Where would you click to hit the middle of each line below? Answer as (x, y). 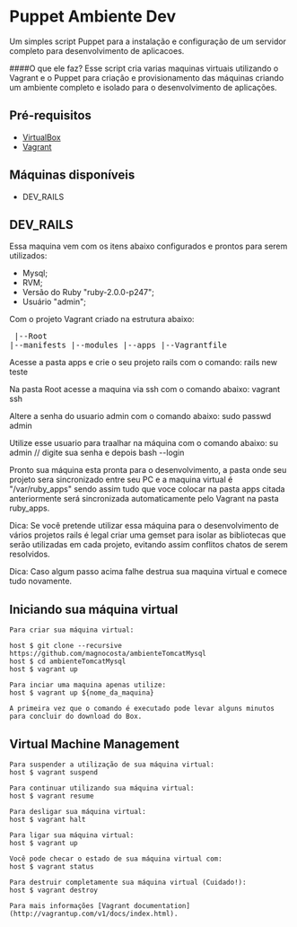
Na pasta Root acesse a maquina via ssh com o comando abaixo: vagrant (145, 389)
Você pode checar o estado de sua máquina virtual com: (116, 859)
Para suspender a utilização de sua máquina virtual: (112, 765)
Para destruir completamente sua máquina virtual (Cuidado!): (128, 882)
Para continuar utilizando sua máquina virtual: (102, 788)
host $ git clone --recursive (66, 646)
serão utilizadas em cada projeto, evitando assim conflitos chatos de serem (149, 545)
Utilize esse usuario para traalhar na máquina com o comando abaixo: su (144, 443)
